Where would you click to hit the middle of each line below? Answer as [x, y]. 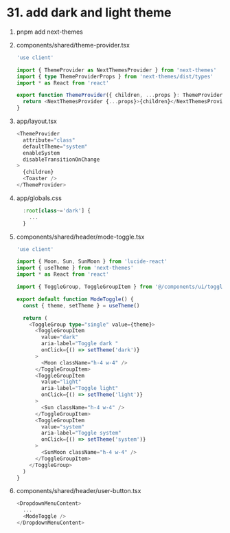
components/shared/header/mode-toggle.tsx [80, 237]
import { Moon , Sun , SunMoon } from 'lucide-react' [92, 262]
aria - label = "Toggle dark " [80, 344]
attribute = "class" [49, 140]
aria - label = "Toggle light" [80, 389]
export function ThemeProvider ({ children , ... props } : [98, 95]
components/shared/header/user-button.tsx [79, 491]
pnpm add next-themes [49, 32]
